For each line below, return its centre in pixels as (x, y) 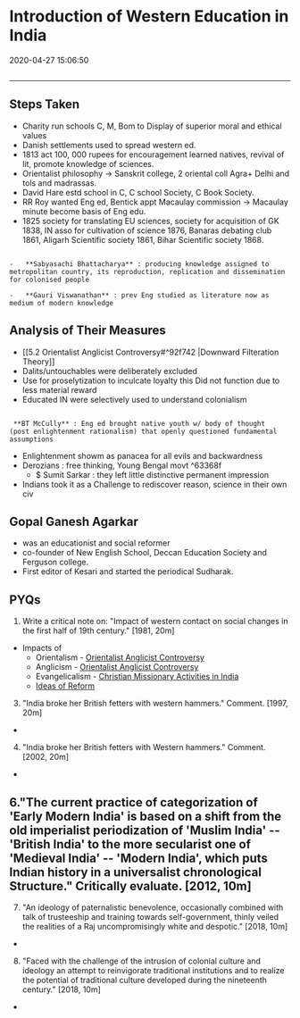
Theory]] (38, 361)
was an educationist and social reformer (96, 543)
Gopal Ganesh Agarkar (74, 521)
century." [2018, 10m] (61, 989)
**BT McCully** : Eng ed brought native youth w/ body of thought (139, 423)
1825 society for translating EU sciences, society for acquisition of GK (150, 221)
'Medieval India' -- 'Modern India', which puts (138, 858)
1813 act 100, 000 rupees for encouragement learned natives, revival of (153, 154)
